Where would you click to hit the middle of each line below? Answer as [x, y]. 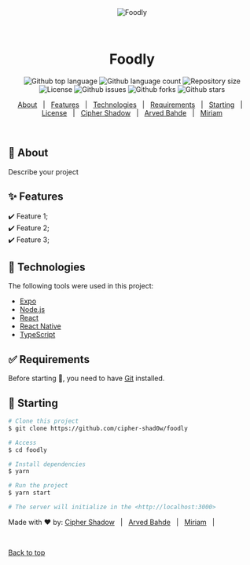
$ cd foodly [28, 450]
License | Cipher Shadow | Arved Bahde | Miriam [132, 112]
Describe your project [43, 171]
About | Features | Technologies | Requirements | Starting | [130, 105]
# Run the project [38, 486]
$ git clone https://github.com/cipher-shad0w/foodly [98, 428]
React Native [40, 326]
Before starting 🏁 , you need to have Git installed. [86, 378]
